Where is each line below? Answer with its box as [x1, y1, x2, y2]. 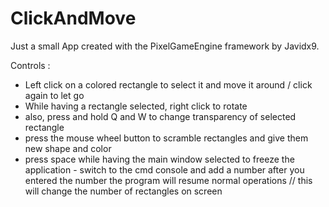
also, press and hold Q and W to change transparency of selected [24, 110, 297, 122]
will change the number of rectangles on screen [24, 185, 223, 197]
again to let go [24, 89, 85, 101]
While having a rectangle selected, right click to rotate [24, 100, 248, 112]
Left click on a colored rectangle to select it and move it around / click [24, 78, 313, 91]
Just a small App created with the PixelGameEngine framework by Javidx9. [10, 40, 320, 52]
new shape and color [24, 142, 112, 154]
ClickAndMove [10, 7, 137, 30]
